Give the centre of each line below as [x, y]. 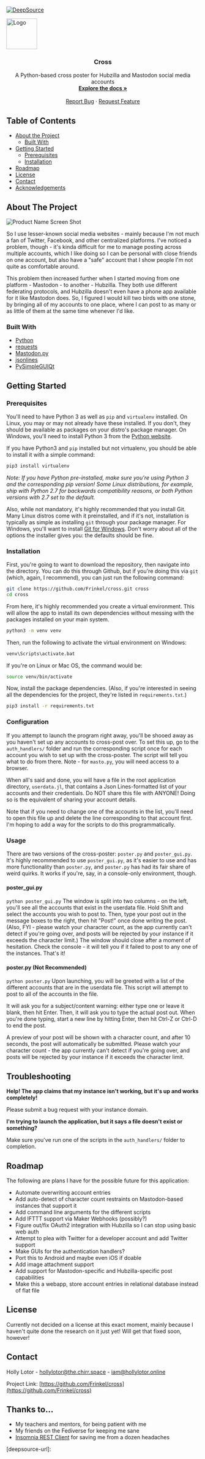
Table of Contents [41, 121]
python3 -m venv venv [34, 631]
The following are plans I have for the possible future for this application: [98, 1181]
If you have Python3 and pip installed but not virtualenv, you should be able [102, 448]
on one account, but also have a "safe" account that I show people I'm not [100, 260]
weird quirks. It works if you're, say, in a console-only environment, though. [102, 873]
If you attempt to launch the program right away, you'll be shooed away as [100, 735]
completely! [22, 1098]
